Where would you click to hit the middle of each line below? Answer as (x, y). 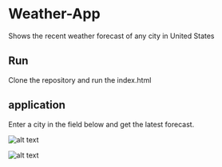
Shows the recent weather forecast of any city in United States (111, 36)
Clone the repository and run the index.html (80, 80)
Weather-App (55, 14)
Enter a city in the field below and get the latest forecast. (101, 124)
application (37, 105)
